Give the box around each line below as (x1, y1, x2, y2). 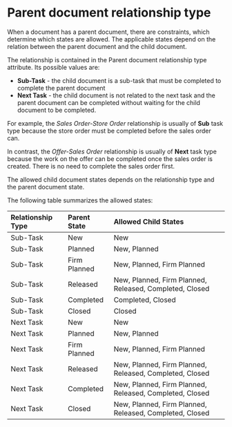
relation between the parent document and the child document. (7, 42, 187, 50)
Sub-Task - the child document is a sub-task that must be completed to (17, 76, 222, 84)
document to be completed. (17, 106, 97, 114)
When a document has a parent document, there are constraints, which (7, 28, 210, 36)
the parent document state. (7, 182, 85, 191)
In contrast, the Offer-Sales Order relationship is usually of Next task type (7, 147, 217, 155)
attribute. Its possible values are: (7, 63, 100, 71)
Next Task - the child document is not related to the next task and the (17, 91, 215, 99)
